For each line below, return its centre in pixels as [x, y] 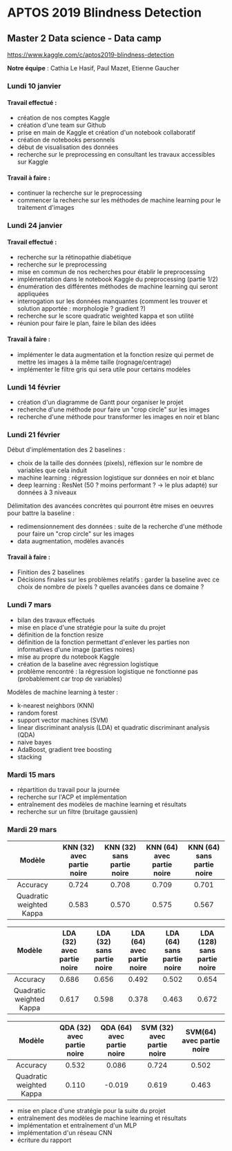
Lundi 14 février [34, 387]
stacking [29, 757]
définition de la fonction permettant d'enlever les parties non [103, 642]
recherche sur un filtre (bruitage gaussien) [77, 812]
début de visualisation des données [68, 147]
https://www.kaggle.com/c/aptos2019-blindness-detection [91, 55]
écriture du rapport [44, 1140]
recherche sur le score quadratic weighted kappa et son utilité [106, 316]
